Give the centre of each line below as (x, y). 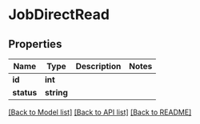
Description (98, 66)
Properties (35, 44)
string (56, 93)
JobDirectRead (59, 15)
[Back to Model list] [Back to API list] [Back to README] (100, 112)
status (25, 93)
